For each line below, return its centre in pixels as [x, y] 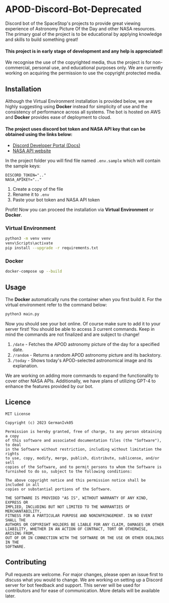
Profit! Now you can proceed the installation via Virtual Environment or [80, 210]
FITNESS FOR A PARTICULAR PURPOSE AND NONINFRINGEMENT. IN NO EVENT [79, 515]
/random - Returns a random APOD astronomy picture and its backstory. [87, 355]
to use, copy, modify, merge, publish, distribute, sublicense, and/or [82, 458]
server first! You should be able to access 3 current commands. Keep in [80, 329]
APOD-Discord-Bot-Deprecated [73, 9]
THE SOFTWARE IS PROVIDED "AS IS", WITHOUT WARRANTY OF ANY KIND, [77, 498]
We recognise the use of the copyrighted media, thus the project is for [78, 62]
